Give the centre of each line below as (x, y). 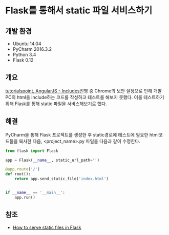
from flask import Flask (32, 151)
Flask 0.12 (23, 60)
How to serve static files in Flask (47, 227)
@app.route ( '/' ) (23, 169)
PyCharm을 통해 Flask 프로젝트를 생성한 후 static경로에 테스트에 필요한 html (82, 134)
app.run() (25, 197)
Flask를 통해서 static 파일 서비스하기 (79, 11)
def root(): (18, 174)
